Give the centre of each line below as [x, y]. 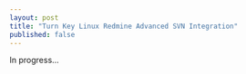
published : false [42, 34]
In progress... [34, 60]
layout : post [34, 18]
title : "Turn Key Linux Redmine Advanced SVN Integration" [124, 26]
